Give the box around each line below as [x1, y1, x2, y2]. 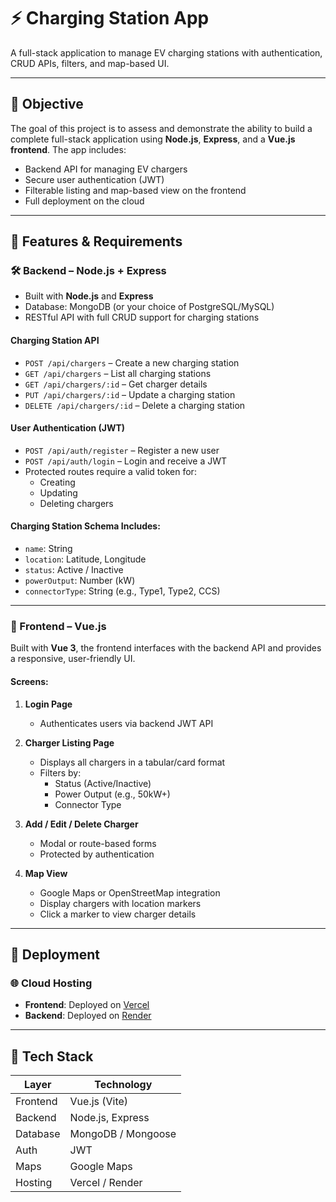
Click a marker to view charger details [39, 908, 197, 920]
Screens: [10, 675, 49, 687]
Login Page [24, 698, 73, 710]
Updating [39, 486, 78, 499]
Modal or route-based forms [39, 837, 157, 849]
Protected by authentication [39, 848, 155, 860]
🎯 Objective [10, 96, 84, 113]
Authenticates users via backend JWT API [39, 717, 214, 729]
